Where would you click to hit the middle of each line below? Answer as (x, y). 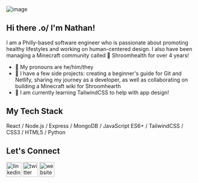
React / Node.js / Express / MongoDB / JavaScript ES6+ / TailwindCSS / (95, 125)
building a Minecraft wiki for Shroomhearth (68, 86)
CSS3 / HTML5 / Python (36, 132)
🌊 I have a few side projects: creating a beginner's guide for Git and (98, 73)
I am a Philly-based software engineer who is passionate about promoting (97, 43)
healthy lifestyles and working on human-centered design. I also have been (99, 49)
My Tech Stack (34, 111)
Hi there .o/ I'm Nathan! (51, 28)
